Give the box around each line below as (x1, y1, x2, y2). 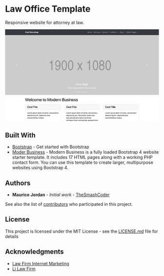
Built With (5, 131, 36, 139)
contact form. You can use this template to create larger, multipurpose (12, 159, 154, 165)
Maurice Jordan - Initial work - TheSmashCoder (12, 192, 110, 197)
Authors (5, 179, 31, 187)
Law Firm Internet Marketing (12, 260, 69, 266)
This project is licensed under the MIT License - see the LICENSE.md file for (5, 228, 158, 234)
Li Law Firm (12, 266, 36, 272)
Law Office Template (5, 3, 91, 15)
